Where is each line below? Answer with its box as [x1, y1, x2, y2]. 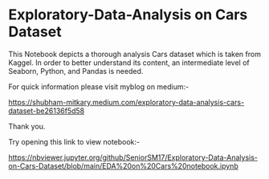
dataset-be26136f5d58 [8, 106, 85, 116]
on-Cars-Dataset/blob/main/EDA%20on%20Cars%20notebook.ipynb [8, 161, 238, 170]
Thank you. [8, 121, 46, 131]
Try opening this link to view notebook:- [8, 136, 141, 146]
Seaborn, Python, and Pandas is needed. [8, 66, 144, 75]
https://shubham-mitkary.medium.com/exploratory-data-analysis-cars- [8, 97, 245, 107]
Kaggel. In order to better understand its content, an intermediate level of [8, 58, 251, 67]
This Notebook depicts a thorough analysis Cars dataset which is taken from [8, 49, 261, 59]
